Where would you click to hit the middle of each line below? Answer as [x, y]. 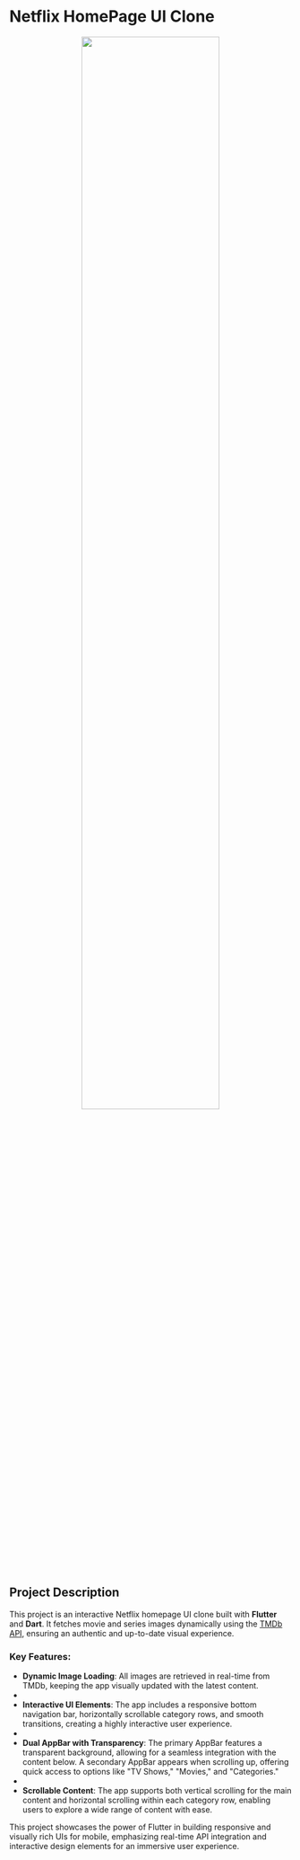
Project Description [64, 1593]
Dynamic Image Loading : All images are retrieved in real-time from [146, 1676]
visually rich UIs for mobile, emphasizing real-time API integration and [138, 1837]
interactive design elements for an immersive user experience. [124, 1847]
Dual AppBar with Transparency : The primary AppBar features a [142, 1743]
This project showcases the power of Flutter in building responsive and [140, 1827]
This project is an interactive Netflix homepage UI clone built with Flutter [143, 1614]
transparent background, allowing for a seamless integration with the [149, 1752]
